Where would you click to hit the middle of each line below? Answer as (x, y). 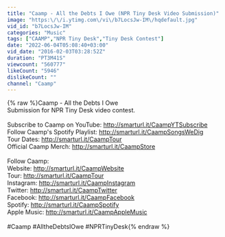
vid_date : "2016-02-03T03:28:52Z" (57, 52)
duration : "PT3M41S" (37, 58)
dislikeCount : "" (32, 77)
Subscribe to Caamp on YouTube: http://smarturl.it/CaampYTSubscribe (107, 125)
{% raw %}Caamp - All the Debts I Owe (63, 103)
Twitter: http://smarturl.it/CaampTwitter (62, 190)
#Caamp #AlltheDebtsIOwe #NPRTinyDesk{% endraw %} (88, 227)
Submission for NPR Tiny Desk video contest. (71, 110)
